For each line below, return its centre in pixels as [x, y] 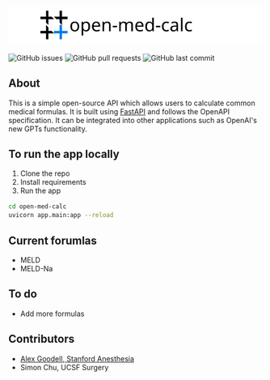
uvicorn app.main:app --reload [61, 216]
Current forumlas [53, 240]
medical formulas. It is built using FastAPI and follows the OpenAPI [119, 111]
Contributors [42, 339]
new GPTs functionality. [48, 129]
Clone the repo [45, 173]
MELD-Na [36, 268]
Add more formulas [52, 314]
